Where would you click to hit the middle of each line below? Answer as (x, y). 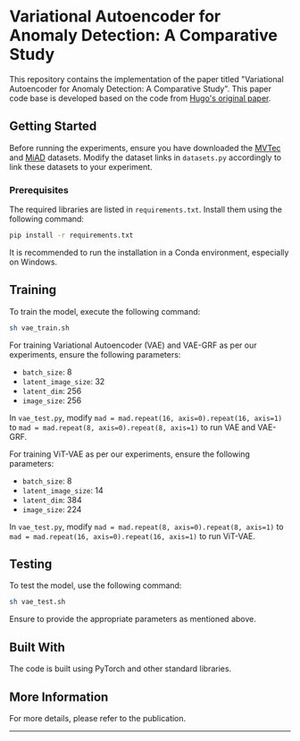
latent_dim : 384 (52, 500)
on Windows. (33, 262)
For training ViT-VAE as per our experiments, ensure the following (129, 454)
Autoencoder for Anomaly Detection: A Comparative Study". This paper (141, 88)
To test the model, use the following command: (96, 585)
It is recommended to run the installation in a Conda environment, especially (149, 252)
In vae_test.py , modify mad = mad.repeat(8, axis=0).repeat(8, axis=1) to (146, 526)
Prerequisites (39, 189)
